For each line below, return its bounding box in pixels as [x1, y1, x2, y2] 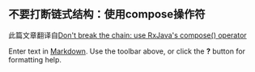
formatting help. [8, 54, 62, 64]
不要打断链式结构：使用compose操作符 [8, 7, 206, 22]
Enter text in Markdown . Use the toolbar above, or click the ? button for [8, 46, 245, 56]
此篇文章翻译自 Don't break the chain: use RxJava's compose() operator [8, 30, 247, 40]
